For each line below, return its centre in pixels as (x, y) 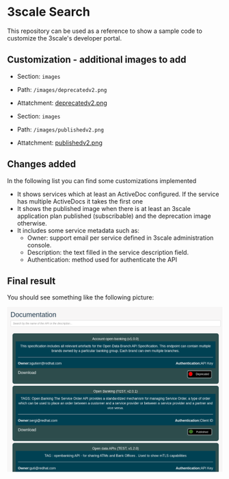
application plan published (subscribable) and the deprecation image (114, 216)
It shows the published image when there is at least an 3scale (104, 208)
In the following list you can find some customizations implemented (102, 181)
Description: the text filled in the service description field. (108, 252)
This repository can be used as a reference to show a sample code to (105, 31)
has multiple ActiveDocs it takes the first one (80, 201)
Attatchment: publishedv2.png (59, 143)
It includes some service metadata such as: (78, 230)
